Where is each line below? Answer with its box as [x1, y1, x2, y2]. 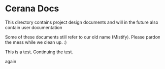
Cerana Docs [5, 3, 59, 14]
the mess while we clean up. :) [5, 39, 67, 45]
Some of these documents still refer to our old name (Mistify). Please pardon [5, 34, 161, 40]
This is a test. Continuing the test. [5, 49, 73, 55]
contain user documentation [5, 24, 63, 30]
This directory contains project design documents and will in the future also [5, 19, 159, 25]
